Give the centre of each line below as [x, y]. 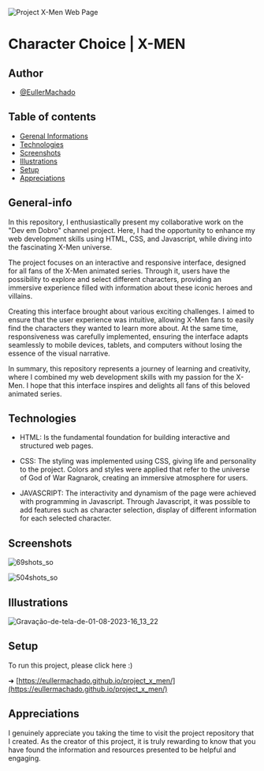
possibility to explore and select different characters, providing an [115, 279]
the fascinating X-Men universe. [60, 247]
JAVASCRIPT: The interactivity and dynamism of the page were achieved [138, 493]
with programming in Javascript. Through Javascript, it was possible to [135, 502]
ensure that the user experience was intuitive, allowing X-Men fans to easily [131, 319]
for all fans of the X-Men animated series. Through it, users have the [119, 271]
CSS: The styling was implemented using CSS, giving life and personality [138, 461]
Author [26, 73]
